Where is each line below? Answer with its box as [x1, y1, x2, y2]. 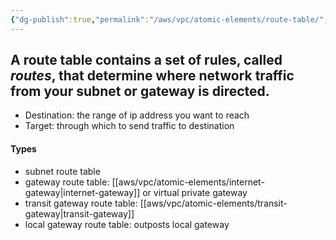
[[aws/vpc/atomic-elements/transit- [139, 197, 288, 209]
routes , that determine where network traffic [10, 67, 295, 85]
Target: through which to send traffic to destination [24, 120, 235, 132]
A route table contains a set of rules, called [10, 52, 283, 69]
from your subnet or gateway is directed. [10, 83, 270, 100]
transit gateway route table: [24, 197, 138, 209]
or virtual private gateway [142, 186, 248, 198]
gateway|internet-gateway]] [24, 186, 141, 198]
